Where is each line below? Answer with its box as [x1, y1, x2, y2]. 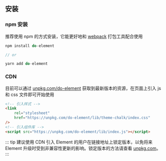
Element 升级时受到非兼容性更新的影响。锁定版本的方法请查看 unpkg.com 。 [5, 145, 161, 151]
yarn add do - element [5, 61, 48, 66]
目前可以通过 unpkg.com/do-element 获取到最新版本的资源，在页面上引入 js [5, 85, 161, 91]
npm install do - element [5, 43, 55, 48]
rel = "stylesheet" [14, 110, 50, 116]
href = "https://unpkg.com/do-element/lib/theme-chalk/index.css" [14, 115, 151, 120]
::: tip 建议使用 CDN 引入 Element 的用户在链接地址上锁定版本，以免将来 [5, 139, 153, 145]
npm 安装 [5, 21, 28, 28]
